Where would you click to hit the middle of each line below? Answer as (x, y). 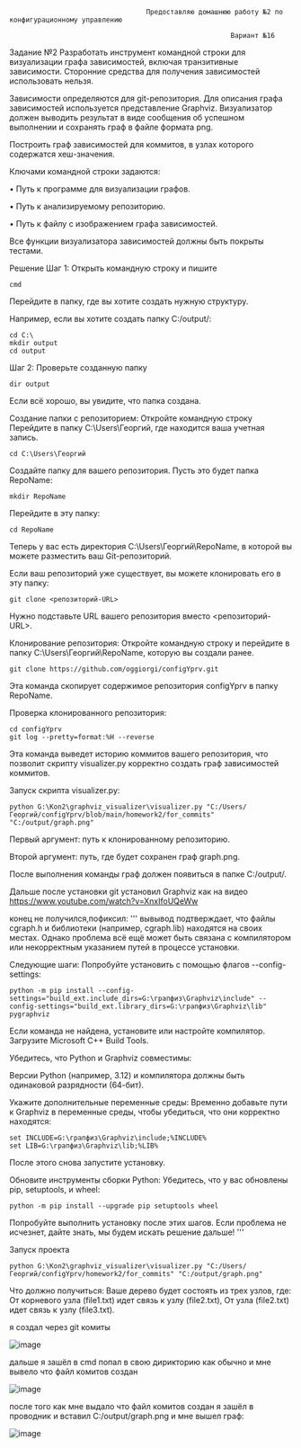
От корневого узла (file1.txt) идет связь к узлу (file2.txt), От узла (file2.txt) (150, 1300)
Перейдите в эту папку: (55, 513)
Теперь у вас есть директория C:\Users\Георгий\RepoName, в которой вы (151, 546)
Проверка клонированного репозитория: (88, 713)
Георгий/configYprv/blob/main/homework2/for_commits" (112, 815)
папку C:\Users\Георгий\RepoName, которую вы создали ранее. (132, 652)
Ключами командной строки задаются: (85, 171)
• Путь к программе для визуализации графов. (100, 189)
